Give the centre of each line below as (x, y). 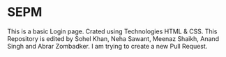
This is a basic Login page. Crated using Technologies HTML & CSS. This (112, 31)
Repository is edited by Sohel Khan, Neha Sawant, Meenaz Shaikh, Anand (113, 38)
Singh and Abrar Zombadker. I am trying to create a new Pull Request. (107, 46)
